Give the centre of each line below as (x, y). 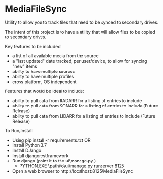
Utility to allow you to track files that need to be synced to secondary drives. (82, 22)
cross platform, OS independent (44, 82)
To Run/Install (19, 130)
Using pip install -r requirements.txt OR (51, 140)
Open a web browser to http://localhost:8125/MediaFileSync (72, 171)
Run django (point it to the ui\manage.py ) (54, 161)
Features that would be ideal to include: (45, 91)
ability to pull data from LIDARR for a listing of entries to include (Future (83, 116)
